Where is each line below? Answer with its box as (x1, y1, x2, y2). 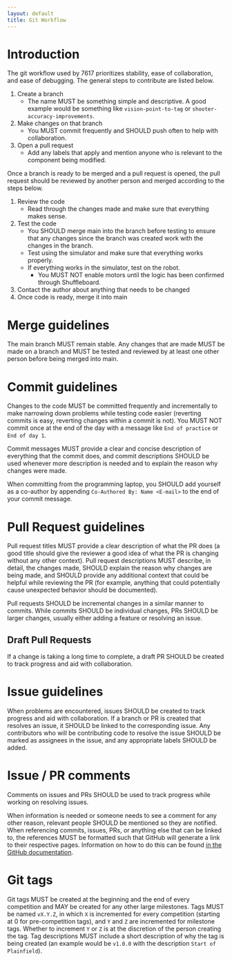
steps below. (7, 184, 43, 192)
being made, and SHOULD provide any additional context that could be (7, 571, 209, 579)
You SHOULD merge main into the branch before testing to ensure (27, 227, 216, 235)
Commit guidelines (7, 379, 118, 395)
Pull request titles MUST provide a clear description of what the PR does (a (7, 542, 220, 550)
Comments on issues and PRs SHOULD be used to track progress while (7, 790, 211, 799)
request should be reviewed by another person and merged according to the (7, 177, 225, 185)
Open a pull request (17, 141, 74, 149)
